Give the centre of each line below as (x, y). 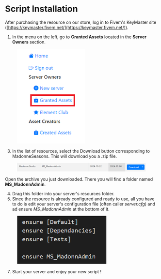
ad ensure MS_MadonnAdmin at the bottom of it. (61, 209)
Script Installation (41, 9)
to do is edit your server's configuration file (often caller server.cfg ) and (83, 204)
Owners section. (29, 42)
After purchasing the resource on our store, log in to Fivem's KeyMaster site (81, 22)
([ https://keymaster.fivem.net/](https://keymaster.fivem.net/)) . (67, 27)
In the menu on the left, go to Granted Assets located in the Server (79, 37)
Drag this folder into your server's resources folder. (63, 193)
